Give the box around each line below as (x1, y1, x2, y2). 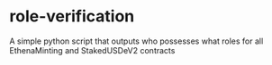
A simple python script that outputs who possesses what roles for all (9, 36, 264, 46)
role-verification (9, 6, 135, 27)
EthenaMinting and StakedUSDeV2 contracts (9, 45, 176, 55)
